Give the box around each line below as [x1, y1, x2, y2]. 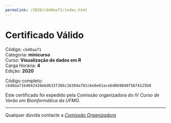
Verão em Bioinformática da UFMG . [5, 97, 80, 103]
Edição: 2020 [5, 68, 34, 74]
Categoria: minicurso [5, 51, 50, 57]
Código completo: [5, 77, 43, 84]
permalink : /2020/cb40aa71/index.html [5, 7, 88, 13]
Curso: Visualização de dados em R [5, 57, 81, 63]
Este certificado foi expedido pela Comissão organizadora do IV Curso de [5, 92, 159, 98]
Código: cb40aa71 [5, 46, 42, 52]
